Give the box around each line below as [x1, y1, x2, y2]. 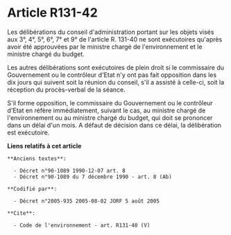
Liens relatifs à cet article [7, 141, 82, 150]
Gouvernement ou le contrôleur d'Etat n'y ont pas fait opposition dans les [7, 71, 217, 79]
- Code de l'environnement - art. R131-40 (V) [13, 222, 151, 229]
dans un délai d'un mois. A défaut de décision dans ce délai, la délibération [7, 121, 222, 129]
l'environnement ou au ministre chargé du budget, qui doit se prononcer [7, 113, 213, 122]
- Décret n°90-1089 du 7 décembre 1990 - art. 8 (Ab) [13, 173, 172, 180]
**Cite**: [7, 209, 36, 216]
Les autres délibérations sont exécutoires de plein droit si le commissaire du [7, 63, 224, 71]
